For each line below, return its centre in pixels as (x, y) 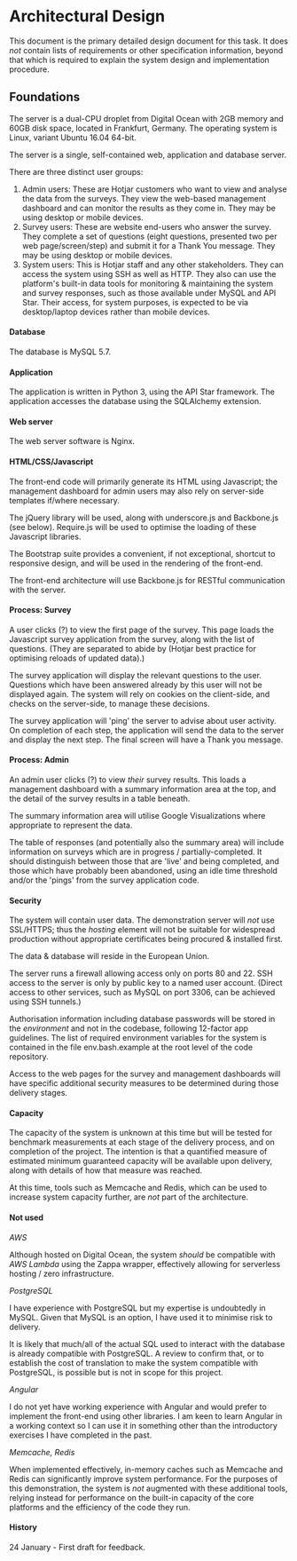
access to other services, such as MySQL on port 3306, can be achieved (142, 993)
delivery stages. (39, 1093)
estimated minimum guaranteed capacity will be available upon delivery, (141, 1161)
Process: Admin (39, 760)
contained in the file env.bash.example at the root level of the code (131, 1047)
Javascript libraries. (45, 536)
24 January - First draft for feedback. (78, 1547)
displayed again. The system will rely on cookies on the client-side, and (140, 693)
